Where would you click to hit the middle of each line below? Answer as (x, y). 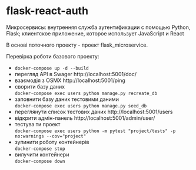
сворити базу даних (40, 86)
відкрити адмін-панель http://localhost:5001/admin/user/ (85, 118)
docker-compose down (40, 161)
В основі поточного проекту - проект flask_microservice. (77, 45)
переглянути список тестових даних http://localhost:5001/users (94, 112)
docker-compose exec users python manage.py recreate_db (86, 93)
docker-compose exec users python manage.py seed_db (81, 106)
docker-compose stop (40, 149)
